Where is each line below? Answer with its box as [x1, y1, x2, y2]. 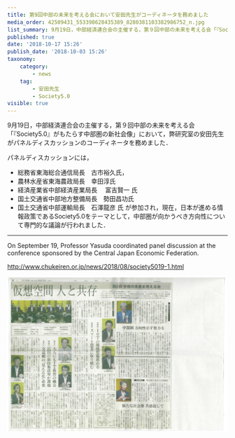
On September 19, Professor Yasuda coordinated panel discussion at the [7, 242, 216, 250]
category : [20, 63, 49, 70]
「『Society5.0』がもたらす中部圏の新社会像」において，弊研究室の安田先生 [7, 130, 225, 138]
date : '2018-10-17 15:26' [7, 41, 83, 48]
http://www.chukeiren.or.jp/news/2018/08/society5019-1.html [7, 263, 184, 271]
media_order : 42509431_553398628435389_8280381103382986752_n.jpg [7, 18, 205, 26]
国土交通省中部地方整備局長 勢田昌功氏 [17, 195, 134, 203]
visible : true [7, 100, 49, 107]
